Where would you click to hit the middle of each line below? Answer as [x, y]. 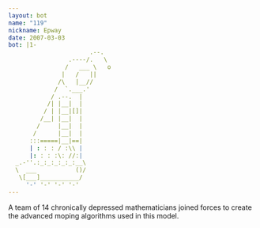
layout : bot [28, 15]
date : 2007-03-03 [37, 38]
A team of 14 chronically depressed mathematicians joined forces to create [130, 207]
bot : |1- [23, 45]
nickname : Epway [35, 30]
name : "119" [28, 23]
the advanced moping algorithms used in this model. [94, 215]
